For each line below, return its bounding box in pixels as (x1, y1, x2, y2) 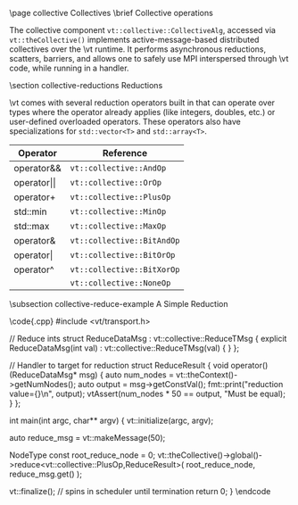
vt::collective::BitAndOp (70, 236, 180, 245)
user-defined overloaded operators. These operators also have (9, 116, 241, 127)
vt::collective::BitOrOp (70, 250, 176, 260)
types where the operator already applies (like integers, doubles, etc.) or (9, 107, 276, 117)
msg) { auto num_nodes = (79, 369, 174, 380)
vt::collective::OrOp (70, 178, 162, 187)
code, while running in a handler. (9, 62, 129, 73)
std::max (13, 220, 50, 232)
